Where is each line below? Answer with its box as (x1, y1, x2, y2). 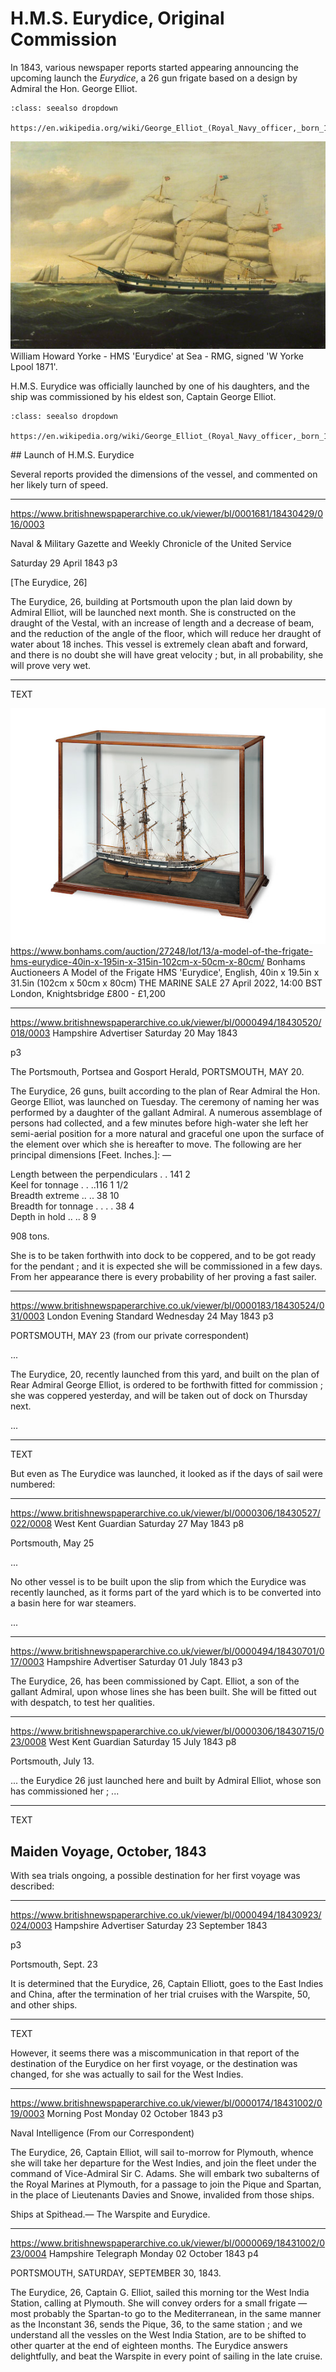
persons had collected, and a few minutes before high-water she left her (10, 1117, 309, 1129)
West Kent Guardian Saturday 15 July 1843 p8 (48, 1736, 237, 1748)
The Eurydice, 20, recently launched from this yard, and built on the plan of (10, 1368, 320, 1381)
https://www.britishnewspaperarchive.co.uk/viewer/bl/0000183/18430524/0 (10, 1300, 325, 1312)
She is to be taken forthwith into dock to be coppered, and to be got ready (10, 1250, 317, 1262)
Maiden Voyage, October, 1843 (10, 1843, 207, 1860)
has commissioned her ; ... (10, 1785, 120, 1797)
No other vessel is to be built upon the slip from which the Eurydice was (10, 1576, 307, 1588)
